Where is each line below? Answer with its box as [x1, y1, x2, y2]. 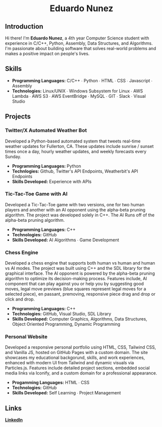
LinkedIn [5, 417, 23, 423]
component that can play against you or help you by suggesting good [5, 281, 144, 287]
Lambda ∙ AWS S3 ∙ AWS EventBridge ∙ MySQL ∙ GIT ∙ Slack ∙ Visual [12, 93, 146, 99]
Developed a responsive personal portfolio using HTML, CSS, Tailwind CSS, [5, 344, 156, 350]
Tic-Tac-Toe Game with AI [5, 191, 68, 197]
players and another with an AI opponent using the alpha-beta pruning [5, 207, 146, 213]
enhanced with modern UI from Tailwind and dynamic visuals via [5, 360, 134, 366]
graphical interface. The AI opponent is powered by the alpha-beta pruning [5, 270, 155, 276]
